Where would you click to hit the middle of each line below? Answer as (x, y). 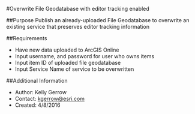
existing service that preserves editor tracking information (78, 27)
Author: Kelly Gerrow (41, 92)
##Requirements (27, 38)
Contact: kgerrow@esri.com (50, 99)
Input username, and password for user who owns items (85, 56)
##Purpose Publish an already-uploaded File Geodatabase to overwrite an (98, 20)
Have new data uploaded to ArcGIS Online (67, 50)
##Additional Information (37, 81)
